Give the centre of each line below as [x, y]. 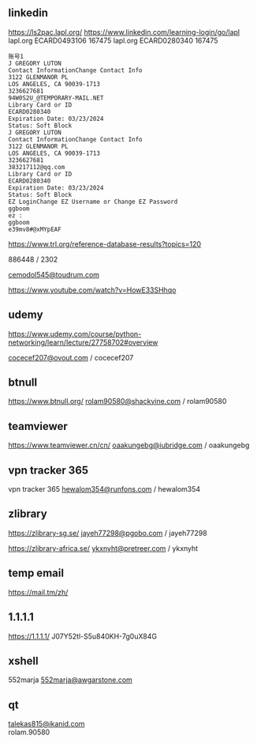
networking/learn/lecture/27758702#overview [83, 342]
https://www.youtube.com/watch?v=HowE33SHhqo [92, 290]
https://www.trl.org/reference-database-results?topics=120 [105, 243]
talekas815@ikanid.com [47, 724]
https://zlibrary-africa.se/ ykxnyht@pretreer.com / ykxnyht [103, 548]
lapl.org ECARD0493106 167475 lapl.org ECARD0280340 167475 [113, 40]
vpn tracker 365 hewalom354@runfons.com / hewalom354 [104, 489]
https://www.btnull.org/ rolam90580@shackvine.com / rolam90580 [117, 402]
